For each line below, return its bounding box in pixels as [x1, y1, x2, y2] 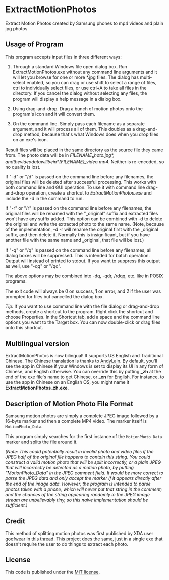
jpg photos [5, 25, 28, 31]
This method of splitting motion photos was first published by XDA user [5, 530, 154, 536]
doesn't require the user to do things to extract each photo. [5, 541, 129, 547]
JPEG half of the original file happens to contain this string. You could [5, 454, 150, 460]
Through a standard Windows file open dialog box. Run [12, 63, 127, 69]
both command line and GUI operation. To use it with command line [5, 184, 145, 190]
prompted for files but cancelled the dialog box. [5, 293, 104, 299]
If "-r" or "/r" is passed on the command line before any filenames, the [5, 205, 152, 211]
